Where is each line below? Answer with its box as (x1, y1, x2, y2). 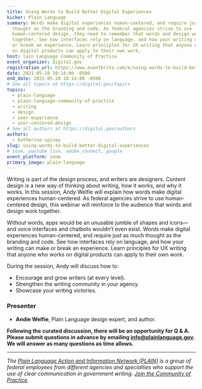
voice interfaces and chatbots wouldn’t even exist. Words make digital (17, 225, 191, 233)
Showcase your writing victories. (15, 287, 97, 294)
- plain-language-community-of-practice (12, 98, 114, 104)
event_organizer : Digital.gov (7, 59, 83, 65)
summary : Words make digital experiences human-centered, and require (7, 20, 187, 26)
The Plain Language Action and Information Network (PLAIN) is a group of (7, 357, 191, 364)
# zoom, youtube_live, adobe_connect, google (7, 148, 122, 154)
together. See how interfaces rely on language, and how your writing (12, 37, 192, 43)
